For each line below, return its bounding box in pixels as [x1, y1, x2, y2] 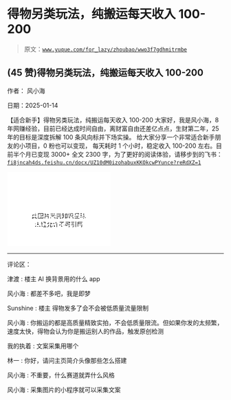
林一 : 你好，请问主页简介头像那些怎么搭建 [7, 356, 127, 364]
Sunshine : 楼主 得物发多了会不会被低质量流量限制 [7, 304, 149, 312]
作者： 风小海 [7, 87, 45, 95]
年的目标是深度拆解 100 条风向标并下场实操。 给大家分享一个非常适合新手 [7, 133, 215, 141]
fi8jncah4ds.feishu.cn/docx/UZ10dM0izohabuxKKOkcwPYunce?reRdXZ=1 [7, 159, 201, 166]
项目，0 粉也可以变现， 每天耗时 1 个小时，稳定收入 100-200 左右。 [25, 142, 217, 150]
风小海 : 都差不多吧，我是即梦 [7, 289, 91, 298]
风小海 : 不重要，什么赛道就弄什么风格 [7, 370, 115, 379]
